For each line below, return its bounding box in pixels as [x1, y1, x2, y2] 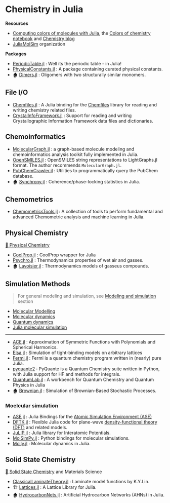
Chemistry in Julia [5, 4, 83, 15]
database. [12, 173, 34, 179]
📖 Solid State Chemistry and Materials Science [5, 469, 102, 475]
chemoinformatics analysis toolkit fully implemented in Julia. [12, 151, 139, 158]
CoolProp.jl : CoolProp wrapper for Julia [12, 252, 96, 258]
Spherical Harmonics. [12, 344, 58, 350]
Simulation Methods [5, 280, 70, 288]
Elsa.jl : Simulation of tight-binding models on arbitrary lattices [12, 350, 143, 356]
